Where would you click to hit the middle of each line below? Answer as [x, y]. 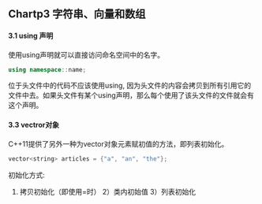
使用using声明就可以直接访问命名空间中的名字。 [86, 54]
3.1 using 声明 [31, 35]
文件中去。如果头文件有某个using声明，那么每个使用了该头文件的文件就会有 [131, 95]
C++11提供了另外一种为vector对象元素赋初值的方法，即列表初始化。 [118, 143]
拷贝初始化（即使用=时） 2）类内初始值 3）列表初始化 [108, 191]
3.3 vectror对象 [34, 125]
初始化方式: [27, 175]
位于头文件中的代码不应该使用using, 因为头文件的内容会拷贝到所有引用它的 [129, 86]
